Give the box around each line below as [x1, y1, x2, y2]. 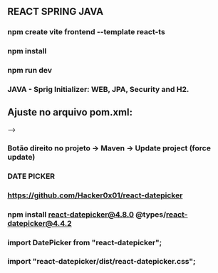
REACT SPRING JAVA [7, 6, 104, 18]
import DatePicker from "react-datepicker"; [7, 237, 162, 247]
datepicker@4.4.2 [7, 218, 73, 228]
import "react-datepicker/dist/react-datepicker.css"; [7, 257, 196, 267]
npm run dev [7, 66, 52, 76]
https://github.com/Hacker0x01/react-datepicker [7, 190, 183, 200]
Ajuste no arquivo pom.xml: [7, 106, 133, 118]
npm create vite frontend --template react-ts [7, 27, 165, 37]
